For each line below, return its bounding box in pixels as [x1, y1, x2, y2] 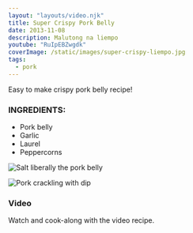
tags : [8, 56, 26, 64]
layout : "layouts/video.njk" [8, 11, 104, 20]
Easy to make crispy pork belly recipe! [8, 85, 133, 94]
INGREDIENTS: [8, 104, 66, 115]
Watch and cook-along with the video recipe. [8, 216, 155, 225]
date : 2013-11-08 [8, 26, 66, 34]
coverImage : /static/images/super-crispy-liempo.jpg [8, 48, 186, 56]
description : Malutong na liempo [8, 33, 119, 42]
